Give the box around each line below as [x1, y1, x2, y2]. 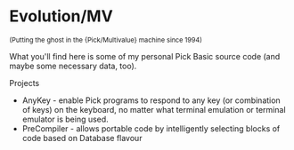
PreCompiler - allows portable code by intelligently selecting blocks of [21, 122, 281, 134]
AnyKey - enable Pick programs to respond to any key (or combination [21, 95, 281, 106]
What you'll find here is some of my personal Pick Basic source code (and [9, 51, 281, 61]
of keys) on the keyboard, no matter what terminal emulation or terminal [21, 104, 287, 114]
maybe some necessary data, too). [9, 60, 137, 71]
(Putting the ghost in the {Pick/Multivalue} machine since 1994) [9, 36, 203, 44]
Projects [9, 77, 40, 88]
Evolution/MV [9, 6, 113, 27]
